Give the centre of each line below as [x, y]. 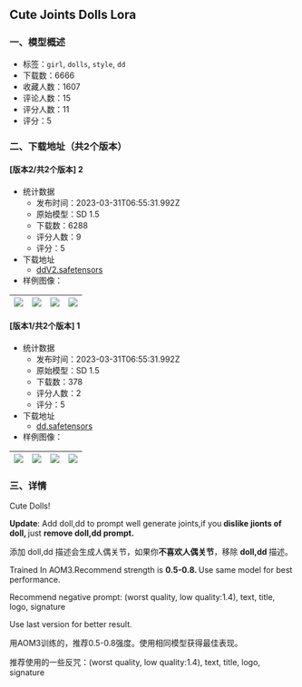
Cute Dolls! [30, 506]
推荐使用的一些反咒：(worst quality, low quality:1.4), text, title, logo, [135, 663]
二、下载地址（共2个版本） [68, 146]
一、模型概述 [38, 43]
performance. [35, 580]
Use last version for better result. [71, 624]
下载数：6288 [62, 225]
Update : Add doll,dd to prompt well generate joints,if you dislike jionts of [146, 524]
